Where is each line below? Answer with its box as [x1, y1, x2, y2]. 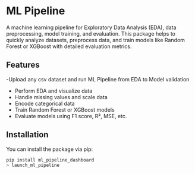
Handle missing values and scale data [14, 93, 108, 100]
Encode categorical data [14, 100, 76, 107]
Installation [6, 129, 49, 140]
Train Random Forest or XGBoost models [14, 106, 115, 113]
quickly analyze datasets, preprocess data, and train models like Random [6, 36, 185, 43]
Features [6, 60, 40, 70]
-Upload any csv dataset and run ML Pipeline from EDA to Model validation [6, 75, 190, 83]
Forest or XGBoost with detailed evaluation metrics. [6, 43, 132, 50]
